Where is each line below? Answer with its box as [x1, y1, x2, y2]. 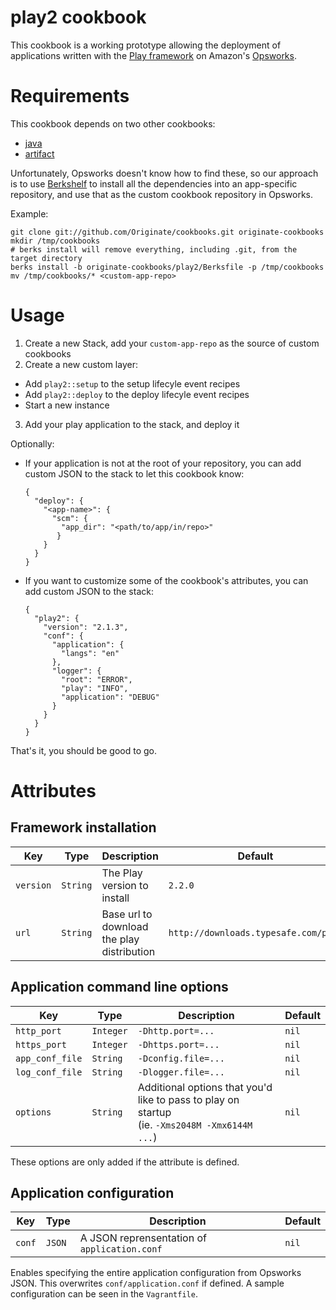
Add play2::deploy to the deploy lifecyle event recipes [24, 388, 250, 400]
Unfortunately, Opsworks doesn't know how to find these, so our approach [10, 167, 319, 179]
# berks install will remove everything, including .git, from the [10, 244, 298, 255]
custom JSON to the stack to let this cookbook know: [24, 467, 245, 480]
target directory [10, 253, 83, 263]
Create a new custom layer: [24, 358, 138, 370]
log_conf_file [15, 1066, 83, 1078]
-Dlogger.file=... [137, 1066, 225, 1078]
